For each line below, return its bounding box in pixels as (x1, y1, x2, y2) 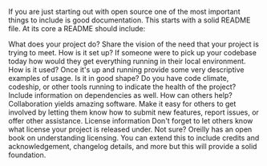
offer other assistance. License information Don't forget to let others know (8, 116, 253, 125)
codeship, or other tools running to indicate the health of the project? (8, 82, 237, 91)
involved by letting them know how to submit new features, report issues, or (8, 107, 259, 117)
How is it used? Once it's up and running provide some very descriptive (8, 65, 245, 75)
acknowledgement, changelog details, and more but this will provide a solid (8, 142, 257, 151)
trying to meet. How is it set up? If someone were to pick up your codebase (8, 48, 257, 57)
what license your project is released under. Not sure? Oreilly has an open (8, 124, 253, 134)
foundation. (8, 150, 47, 160)
